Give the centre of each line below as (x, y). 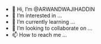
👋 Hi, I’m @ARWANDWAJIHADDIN (53, 9)
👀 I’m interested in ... (37, 15)
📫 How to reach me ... (39, 35)
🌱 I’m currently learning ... (43, 22)
